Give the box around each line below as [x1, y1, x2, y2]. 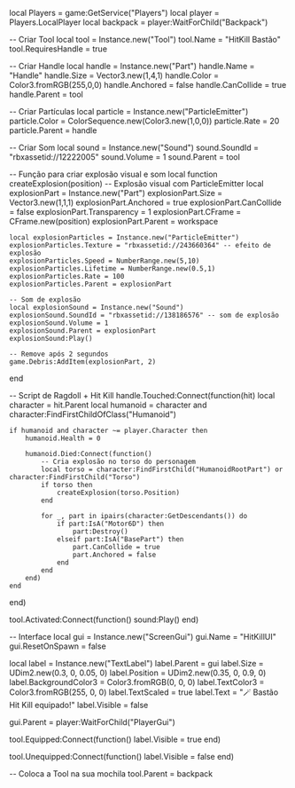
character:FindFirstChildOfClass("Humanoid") [9, 409, 177, 420]
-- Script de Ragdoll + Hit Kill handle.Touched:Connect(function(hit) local [9, 390, 276, 400]
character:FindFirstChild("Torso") [9, 473, 141, 482]
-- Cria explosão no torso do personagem [41, 457, 197, 466]
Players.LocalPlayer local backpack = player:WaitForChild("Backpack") [9, 17, 268, 28]
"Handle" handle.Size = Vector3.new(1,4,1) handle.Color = [9, 70, 220, 81]
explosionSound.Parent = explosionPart [9, 327, 157, 335]
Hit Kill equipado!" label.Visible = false [9, 700, 149, 710]
